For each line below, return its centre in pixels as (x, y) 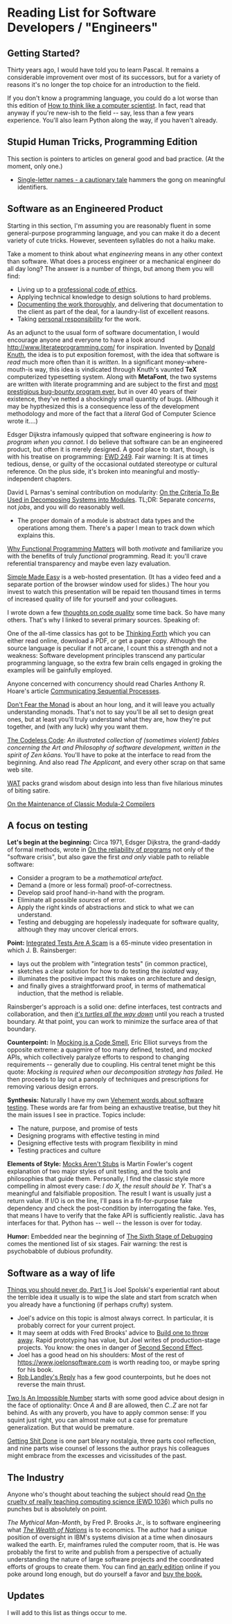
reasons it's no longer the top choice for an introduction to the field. (104, 84)
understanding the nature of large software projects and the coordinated (110, 1559)
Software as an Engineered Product (85, 209)
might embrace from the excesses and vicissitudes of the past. (97, 1456)
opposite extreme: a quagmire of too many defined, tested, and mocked (110, 1050)
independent (25, 479)
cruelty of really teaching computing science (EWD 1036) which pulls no (110, 1502)
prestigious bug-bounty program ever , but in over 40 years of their (102, 391)
